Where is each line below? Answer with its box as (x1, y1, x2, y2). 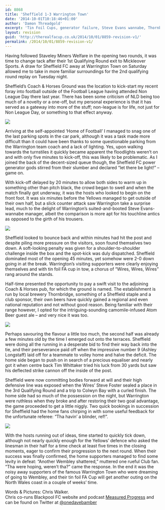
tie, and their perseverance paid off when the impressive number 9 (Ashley (5, 346, 157, 352)
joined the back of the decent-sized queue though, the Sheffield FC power (5, 159, 156, 165)
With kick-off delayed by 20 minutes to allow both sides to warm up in (5, 179, 147, 185)
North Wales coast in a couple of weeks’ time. (5, 479, 98, 485)
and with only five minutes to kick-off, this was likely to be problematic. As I (5, 154, 158, 160)
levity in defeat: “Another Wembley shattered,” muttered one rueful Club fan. (5, 458, 160, 464)
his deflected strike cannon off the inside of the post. (5, 367, 112, 373)
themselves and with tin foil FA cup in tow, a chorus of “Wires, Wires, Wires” (5, 266, 159, 272)
